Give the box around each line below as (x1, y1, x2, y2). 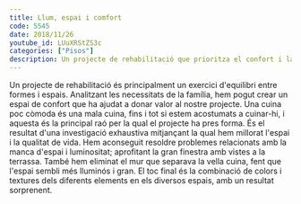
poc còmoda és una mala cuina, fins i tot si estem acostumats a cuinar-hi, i (9, 109, 285, 119)
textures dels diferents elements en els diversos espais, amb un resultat (9, 175, 275, 185)
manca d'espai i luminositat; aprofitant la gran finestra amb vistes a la (9, 146, 266, 157)
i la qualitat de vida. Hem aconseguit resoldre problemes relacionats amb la (9, 137, 287, 147)
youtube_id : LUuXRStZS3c (9, 38, 102, 48)
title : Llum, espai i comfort (9, 13, 123, 22)
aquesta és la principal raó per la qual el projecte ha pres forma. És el (9, 118, 265, 129)
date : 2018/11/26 (9, 30, 74, 39)
